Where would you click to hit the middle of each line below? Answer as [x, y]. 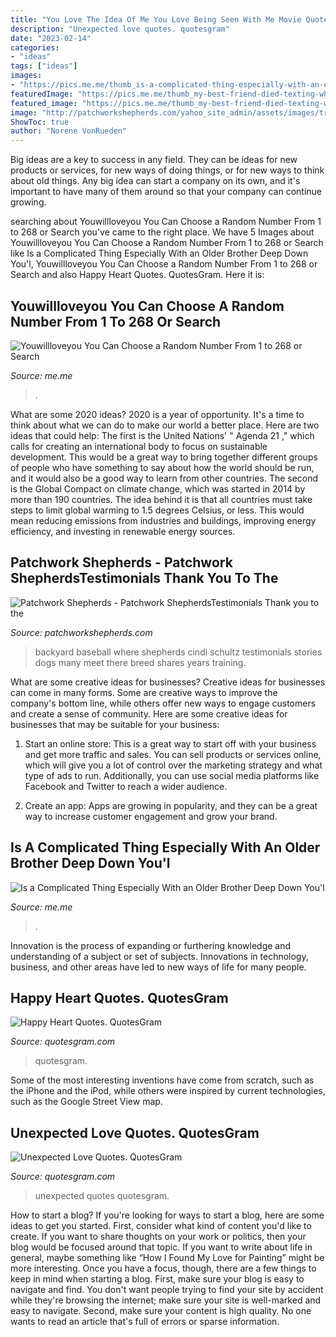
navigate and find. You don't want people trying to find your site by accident [167, 1290]
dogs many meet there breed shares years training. [140, 662]
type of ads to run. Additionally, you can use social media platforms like [172, 775]
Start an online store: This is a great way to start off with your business [170, 743]
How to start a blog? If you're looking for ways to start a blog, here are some [167, 1215]
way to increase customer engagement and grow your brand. [151, 816]
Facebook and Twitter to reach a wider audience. [126, 786]
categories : [35, 47]
